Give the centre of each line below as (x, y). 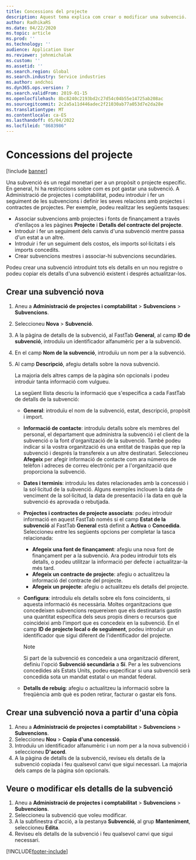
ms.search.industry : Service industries (56, 77)
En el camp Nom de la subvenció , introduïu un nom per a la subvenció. (100, 353)
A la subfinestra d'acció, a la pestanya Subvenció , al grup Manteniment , (102, 821)
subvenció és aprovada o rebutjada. (66, 501)
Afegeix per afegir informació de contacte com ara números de (100, 459)
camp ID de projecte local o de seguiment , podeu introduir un (98, 629)
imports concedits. (37, 250)
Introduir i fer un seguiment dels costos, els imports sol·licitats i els (95, 243)
